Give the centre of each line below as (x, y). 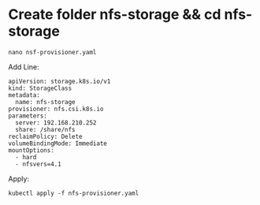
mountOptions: (32, 150)
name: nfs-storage (46, 102)
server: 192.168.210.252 (56, 123)
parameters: (28, 116)
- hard (26, 157)
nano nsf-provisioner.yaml (52, 52)
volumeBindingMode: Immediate (58, 143)
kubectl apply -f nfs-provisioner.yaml (74, 193)
